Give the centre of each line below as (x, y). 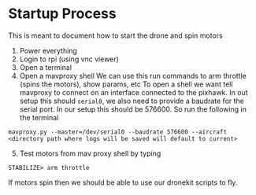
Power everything (48, 50)
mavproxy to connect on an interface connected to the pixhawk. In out (134, 92)
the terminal (39, 117)
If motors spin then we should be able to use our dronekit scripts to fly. (123, 182)
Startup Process (62, 14)
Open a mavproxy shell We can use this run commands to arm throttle (133, 75)
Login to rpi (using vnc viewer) (69, 59)
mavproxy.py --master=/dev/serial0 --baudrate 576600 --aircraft (117, 132)
